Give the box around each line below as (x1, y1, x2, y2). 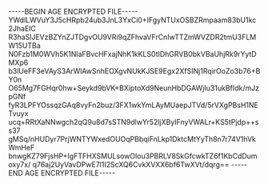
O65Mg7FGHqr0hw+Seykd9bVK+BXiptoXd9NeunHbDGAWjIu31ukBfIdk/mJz (8, 83, 260, 93)
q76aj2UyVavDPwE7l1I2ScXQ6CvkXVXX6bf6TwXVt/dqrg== (32, 160, 230, 169)
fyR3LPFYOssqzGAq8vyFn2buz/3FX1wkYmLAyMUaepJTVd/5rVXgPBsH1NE (8, 100, 258, 110)
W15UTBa (8, 41, 42, 50)
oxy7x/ (8, 160, 31, 169)
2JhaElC (8, 24, 36, 33)
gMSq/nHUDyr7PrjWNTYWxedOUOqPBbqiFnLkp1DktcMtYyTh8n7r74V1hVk (8, 134, 256, 143)
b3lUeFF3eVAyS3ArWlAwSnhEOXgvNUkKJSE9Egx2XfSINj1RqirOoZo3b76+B (8, 66, 261, 75)
